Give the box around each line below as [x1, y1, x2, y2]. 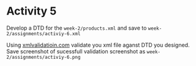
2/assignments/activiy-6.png [6, 54, 81, 60]
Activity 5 [6, 4, 57, 18]
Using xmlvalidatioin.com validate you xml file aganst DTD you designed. [6, 41, 190, 48]
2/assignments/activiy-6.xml [6, 30, 81, 37]
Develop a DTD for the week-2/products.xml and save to [6, 24, 147, 31]
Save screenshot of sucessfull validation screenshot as [6, 47, 146, 55]
